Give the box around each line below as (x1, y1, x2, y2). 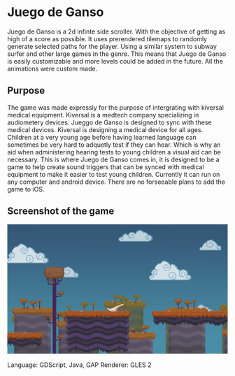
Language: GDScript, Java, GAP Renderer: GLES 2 (7, 361, 152, 369)
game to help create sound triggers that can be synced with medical (7, 162, 204, 171)
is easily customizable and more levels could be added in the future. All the (7, 57, 224, 65)
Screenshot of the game (7, 205, 115, 217)
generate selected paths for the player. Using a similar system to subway (7, 42, 217, 50)
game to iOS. (7, 185, 45, 193)
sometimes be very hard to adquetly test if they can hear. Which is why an (7, 140, 221, 149)
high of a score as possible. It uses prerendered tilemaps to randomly (7, 34, 208, 43)
